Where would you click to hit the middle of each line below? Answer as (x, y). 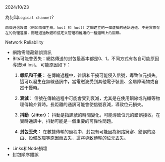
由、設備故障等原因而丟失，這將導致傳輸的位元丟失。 (74, 138)
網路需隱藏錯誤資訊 (32, 52)
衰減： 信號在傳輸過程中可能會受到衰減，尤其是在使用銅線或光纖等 (88, 98)
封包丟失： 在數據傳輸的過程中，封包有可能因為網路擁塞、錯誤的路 (88, 132)
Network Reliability (24, 42)
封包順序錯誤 (25, 155)
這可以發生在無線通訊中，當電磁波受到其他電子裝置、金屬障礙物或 (87, 81)
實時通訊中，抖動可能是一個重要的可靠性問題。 (67, 121)
